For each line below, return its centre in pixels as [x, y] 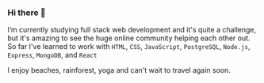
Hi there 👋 [27, 13]
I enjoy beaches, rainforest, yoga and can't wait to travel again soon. [119, 70]
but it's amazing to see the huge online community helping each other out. [129, 38]
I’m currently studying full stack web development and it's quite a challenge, [132, 30]
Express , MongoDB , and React [52, 55]
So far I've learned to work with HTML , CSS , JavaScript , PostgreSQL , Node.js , [129, 47]
